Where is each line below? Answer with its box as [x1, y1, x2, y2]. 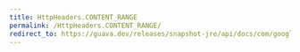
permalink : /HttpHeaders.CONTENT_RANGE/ [9, 21, 162, 30]
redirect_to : [9, 29, 58, 38]
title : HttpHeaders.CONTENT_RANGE [9, 12, 138, 22]
